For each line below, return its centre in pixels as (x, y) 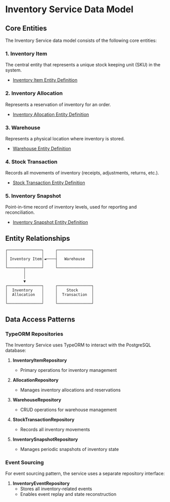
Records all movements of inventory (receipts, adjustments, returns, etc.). (82, 173)
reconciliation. (20, 212)
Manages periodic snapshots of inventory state (70, 449)
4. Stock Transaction (31, 162)
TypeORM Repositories (34, 334)
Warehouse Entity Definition (42, 148)
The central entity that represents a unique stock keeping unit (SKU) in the (83, 65)
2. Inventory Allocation (34, 93)
